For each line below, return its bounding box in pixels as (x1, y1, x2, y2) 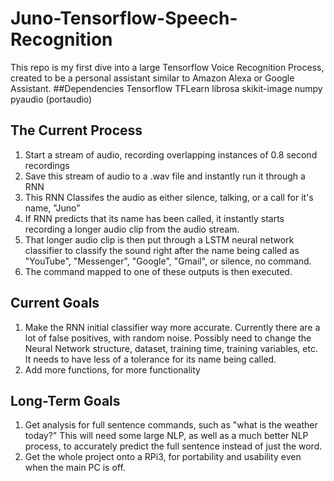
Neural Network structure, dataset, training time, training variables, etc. (24, 342, 318, 354)
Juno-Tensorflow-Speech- (10, 7, 238, 30)
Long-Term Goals (10, 392, 121, 409)
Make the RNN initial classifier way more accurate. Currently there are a (24, 321, 321, 333)
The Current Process (10, 122, 143, 139)
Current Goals (10, 295, 100, 312)
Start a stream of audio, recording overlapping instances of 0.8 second (24, 148, 318, 161)
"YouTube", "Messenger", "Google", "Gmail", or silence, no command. (24, 255, 312, 267)
